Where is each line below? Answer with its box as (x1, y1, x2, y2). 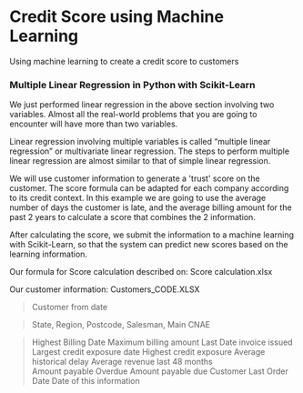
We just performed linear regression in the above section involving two (9, 99, 275, 110)
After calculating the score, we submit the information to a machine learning (9, 229, 294, 240)
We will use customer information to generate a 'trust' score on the (9, 173, 261, 184)
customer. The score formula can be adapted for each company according (9, 183, 289, 194)
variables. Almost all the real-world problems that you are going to (9, 109, 258, 120)
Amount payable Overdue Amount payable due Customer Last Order (31, 366, 288, 377)
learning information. (9, 248, 88, 260)
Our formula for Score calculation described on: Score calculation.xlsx (9, 267, 273, 277)
